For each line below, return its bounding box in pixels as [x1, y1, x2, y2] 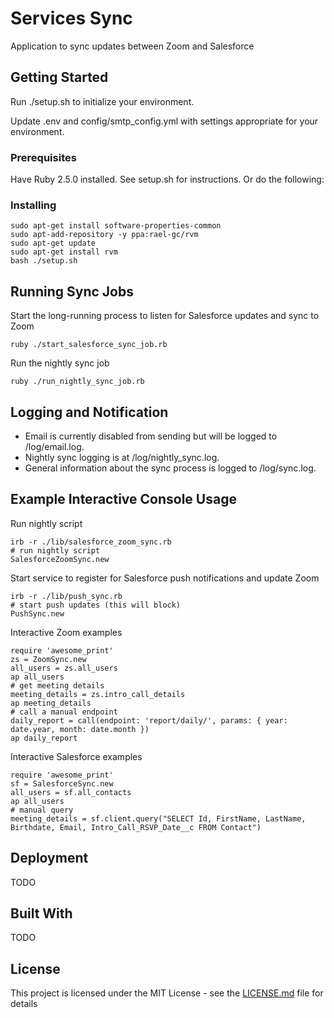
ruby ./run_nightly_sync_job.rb [10, 377, 145, 387]
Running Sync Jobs [10, 283, 134, 300]
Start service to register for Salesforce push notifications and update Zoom [10, 572, 320, 584]
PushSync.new [10, 608, 65, 619]
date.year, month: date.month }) [10, 724, 150, 734]
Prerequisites [10, 150, 77, 164]
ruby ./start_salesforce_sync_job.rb [10, 340, 168, 350]
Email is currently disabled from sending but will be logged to [24, 430, 278, 442]
